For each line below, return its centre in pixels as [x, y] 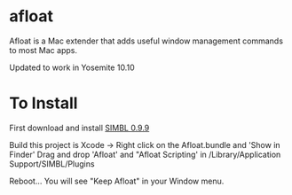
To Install [43, 103]
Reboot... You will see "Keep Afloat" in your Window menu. [117, 181]
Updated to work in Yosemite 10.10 [72, 67]
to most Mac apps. [43, 50]
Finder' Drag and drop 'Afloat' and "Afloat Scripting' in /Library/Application [145, 154]
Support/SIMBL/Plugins [52, 164]
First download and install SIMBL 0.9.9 [79, 128]
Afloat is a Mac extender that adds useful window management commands [146, 41]
